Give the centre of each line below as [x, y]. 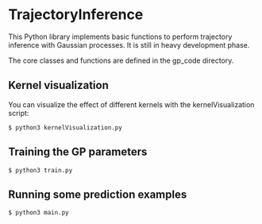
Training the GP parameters [78, 152]
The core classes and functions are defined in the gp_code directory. [121, 60]
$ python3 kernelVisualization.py [65, 127]
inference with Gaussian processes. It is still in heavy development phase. [129, 44]
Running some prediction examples [98, 194]
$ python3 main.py [39, 213]
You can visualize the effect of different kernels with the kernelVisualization [131, 104]
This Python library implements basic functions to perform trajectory [120, 37]
